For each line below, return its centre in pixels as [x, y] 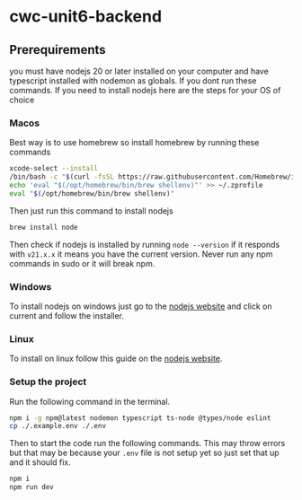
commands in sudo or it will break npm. [82, 263]
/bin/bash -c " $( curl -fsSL [62, 177]
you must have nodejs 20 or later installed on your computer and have [139, 71]
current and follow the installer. [67, 315]
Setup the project [48, 382]
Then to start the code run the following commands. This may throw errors [147, 443]
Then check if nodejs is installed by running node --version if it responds [145, 244]
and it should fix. [40, 462]
